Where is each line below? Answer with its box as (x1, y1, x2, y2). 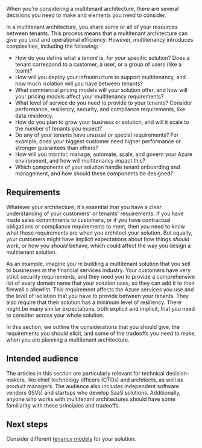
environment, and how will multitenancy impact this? (14, 157, 146, 164)
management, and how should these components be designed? (14, 170, 174, 177)
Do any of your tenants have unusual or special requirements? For (14, 131, 179, 138)
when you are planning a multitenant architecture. (6, 336, 130, 343)
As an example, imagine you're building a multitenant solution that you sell (6, 260, 191, 267)
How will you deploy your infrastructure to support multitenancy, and (14, 74, 186, 80)
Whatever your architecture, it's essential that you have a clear (6, 203, 162, 210)
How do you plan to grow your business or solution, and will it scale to (14, 118, 189, 126)
